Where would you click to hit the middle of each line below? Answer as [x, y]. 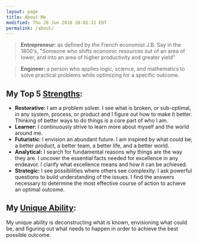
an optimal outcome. [40, 190]
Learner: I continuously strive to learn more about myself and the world [102, 127]
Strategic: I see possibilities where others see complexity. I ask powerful [103, 171]
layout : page [22, 12]
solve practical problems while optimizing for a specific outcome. [100, 75]
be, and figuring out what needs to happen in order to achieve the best [92, 229]
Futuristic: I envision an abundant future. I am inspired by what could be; [103, 139]
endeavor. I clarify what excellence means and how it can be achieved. [101, 165]
